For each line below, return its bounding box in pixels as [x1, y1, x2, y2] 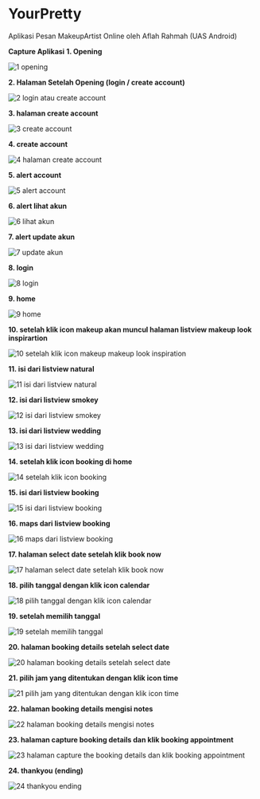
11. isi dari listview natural [8, 364, 95, 373]
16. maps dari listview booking [8, 518, 111, 528]
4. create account [8, 139, 68, 148]
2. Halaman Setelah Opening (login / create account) [8, 77, 185, 87]
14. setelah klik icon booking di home [8, 456, 133, 466]
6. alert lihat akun [8, 201, 68, 211]
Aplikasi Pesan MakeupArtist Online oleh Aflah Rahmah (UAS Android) [8, 31, 238, 41]
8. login [8, 262, 34, 272]
